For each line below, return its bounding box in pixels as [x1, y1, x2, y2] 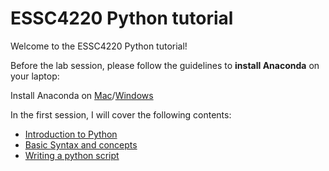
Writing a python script [24, 149, 120, 161]
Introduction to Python [24, 128, 118, 140]
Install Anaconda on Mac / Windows [10, 89, 154, 101]
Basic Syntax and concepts [24, 138, 138, 151]
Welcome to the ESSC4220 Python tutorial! [10, 40, 188, 52]
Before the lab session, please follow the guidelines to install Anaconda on [10, 59, 320, 71]
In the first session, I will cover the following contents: [10, 108, 232, 121]
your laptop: [10, 70, 60, 82]
